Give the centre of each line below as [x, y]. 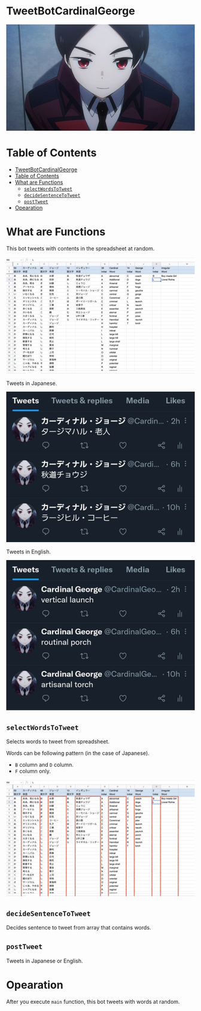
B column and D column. [44, 765]
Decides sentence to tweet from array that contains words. [79, 928]
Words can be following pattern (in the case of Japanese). [78, 753]
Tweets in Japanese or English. [45, 961]
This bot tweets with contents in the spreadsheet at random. [80, 248]
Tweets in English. [28, 552]
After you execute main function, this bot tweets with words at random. [93, 1001]
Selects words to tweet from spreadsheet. [58, 741]
